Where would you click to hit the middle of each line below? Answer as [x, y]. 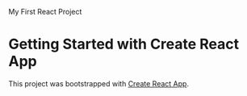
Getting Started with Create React [124, 44]
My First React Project [45, 12]
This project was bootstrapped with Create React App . [99, 83]
